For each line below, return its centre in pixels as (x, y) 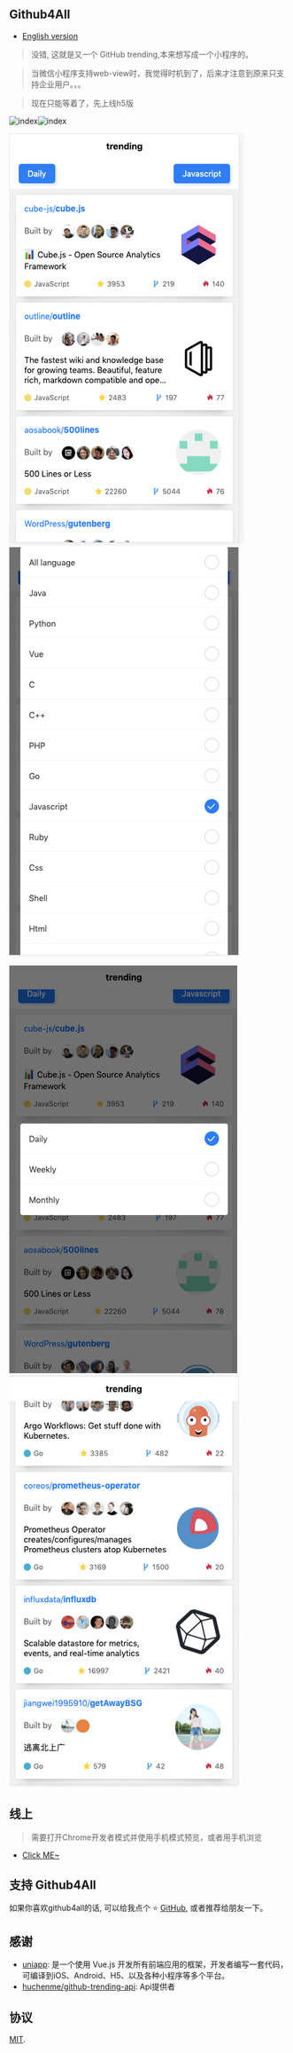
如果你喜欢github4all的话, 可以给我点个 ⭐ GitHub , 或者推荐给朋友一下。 (139, 1908)
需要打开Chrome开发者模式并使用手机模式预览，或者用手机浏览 (146, 1837)
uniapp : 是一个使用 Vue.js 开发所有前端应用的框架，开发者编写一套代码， (155, 1964)
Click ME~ (41, 1855)
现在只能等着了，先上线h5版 (82, 103)
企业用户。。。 (62, 84)
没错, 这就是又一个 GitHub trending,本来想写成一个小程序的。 (142, 54)
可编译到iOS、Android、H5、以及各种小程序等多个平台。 (126, 1976)
